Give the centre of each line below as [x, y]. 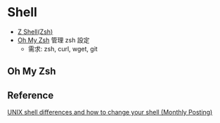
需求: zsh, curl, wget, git [63, 48]
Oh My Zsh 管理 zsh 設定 [53, 40]
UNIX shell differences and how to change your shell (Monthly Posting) [110, 112]
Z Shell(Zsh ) [35, 32]
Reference [31, 95]
